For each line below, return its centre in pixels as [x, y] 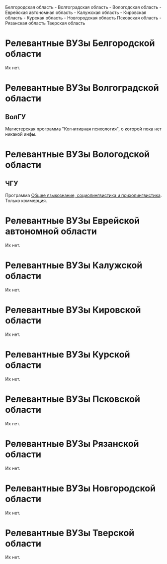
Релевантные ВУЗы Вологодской [78, 154]
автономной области [51, 231]
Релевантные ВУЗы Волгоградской [82, 88]
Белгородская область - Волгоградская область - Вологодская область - [83, 7]
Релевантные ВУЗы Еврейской [73, 221]
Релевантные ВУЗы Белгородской [80, 43]
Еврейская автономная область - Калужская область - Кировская [76, 12]
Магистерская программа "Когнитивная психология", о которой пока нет [83, 129]
